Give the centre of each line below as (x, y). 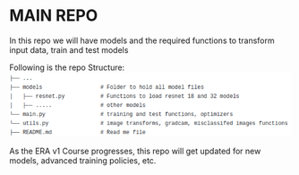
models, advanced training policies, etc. (83, 160)
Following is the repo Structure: (67, 67)
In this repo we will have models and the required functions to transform (142, 40)
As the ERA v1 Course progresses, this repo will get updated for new (135, 151)
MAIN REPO (54, 16)
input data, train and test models (69, 49)
